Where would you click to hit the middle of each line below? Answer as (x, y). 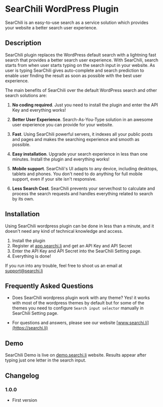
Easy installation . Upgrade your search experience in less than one (80, 154)
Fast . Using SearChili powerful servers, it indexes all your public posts (82, 134)
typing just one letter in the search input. (46, 360)
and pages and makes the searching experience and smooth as (76, 139)
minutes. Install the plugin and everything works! (61, 159)
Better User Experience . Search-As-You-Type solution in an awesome (82, 119)
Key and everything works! (39, 110)
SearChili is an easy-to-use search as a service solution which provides (77, 22)
